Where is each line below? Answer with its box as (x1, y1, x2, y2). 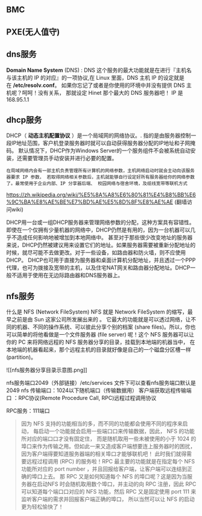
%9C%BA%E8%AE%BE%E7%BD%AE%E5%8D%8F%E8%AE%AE (6, 198, 174, 205)
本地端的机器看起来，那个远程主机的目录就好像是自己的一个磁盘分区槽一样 (6, 346, 191, 353)
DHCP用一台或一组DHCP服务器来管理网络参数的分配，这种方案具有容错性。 (6, 219, 195, 226)
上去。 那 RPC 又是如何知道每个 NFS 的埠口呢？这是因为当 (42, 473, 188, 480)
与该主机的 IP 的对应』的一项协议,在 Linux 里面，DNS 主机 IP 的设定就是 (6, 74, 185, 81)
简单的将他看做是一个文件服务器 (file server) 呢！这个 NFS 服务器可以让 (16, 331, 194, 338)
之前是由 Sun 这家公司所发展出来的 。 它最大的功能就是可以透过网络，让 (11, 316, 191, 323)
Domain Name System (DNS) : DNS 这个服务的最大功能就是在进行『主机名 (6, 66, 192, 74)
